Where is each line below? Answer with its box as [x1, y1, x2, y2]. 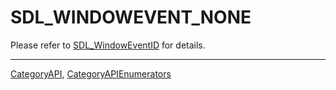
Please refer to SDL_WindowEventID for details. [10, 39, 206, 51]
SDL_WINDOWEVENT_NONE [10, 6, 252, 29]
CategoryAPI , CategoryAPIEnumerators [10, 67, 172, 80]
